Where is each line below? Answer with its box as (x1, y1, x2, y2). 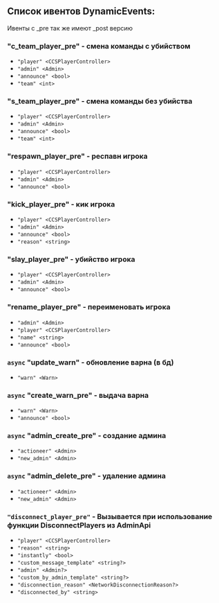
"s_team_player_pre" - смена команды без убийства (7, 96, 193, 106)
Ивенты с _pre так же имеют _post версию (7, 24, 133, 32)
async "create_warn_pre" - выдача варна (7, 390, 149, 400)
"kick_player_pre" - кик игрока (7, 199, 115, 209)
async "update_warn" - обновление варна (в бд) (7, 357, 174, 367)
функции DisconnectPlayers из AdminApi (7, 520, 151, 530)
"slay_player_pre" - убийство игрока (7, 254, 136, 264)
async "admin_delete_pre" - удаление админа (7, 471, 166, 481)
